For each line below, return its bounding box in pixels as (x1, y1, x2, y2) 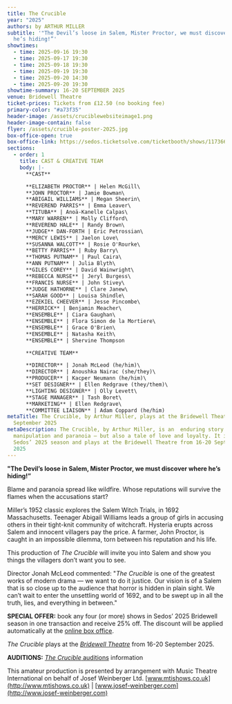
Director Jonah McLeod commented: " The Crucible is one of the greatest (7, 569, 215, 577)
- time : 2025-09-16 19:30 (13, 49, 88, 56)
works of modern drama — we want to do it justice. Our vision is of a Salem (7, 576, 222, 585)
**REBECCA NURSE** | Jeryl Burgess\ (25, 273, 131, 280)
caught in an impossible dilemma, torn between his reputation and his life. (7, 535, 217, 543)
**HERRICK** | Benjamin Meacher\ (25, 305, 122, 312)
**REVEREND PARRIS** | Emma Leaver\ (25, 202, 131, 209)
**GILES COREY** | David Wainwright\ (25, 266, 135, 273)
